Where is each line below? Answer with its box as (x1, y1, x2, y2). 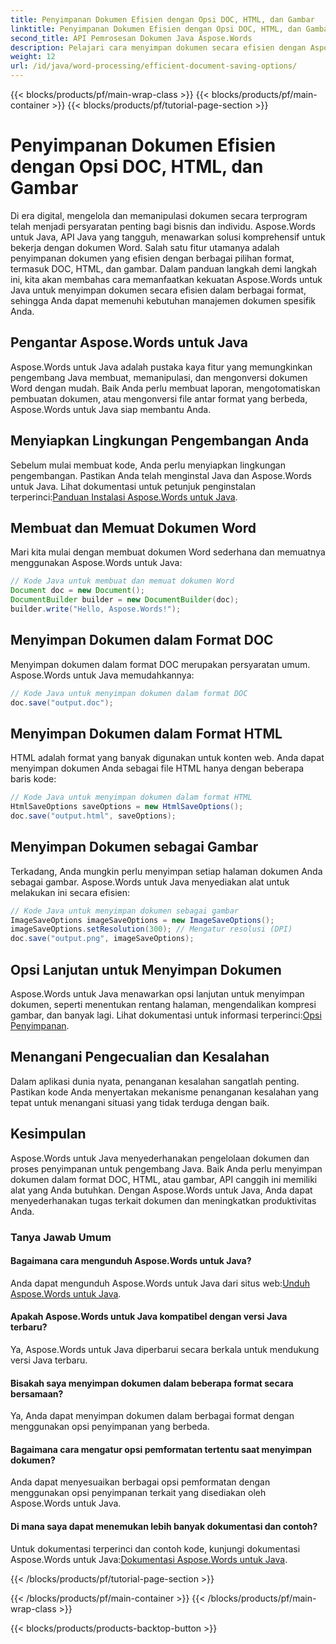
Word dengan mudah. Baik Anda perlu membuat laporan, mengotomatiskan (10, 382, 321, 394)
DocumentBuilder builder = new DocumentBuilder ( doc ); (10, 595, 240, 605)
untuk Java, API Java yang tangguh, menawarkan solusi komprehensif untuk (10, 231, 326, 243)
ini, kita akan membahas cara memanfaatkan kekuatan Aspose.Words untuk (10, 273, 323, 285)
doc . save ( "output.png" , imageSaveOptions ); (10, 934, 195, 944)
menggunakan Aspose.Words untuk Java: (10, 557, 183, 569)
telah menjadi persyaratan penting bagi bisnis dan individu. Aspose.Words (10, 220, 316, 232)
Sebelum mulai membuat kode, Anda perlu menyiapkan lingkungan (10, 459, 286, 471)
